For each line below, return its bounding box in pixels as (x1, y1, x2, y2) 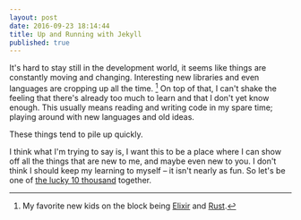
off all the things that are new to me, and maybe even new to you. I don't (9, 156, 277, 166)
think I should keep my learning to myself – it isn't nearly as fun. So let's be (9, 165, 286, 175)
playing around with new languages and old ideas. (9, 111, 195, 122)
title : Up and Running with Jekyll (9, 30, 142, 38)
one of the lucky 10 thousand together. (9, 174, 152, 185)
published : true (9, 38, 70, 47)
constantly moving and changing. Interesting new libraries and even (9, 72, 260, 83)
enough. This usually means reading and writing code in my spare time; (9, 102, 273, 113)
